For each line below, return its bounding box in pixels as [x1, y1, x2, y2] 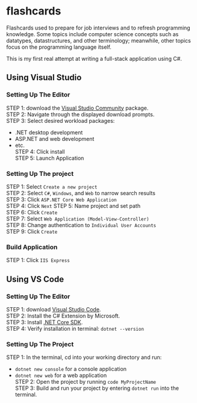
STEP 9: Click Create [6, 228, 58, 235]
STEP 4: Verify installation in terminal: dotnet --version [6, 325, 145, 332]
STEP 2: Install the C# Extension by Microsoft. [6, 312, 120, 319]
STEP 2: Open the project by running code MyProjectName [14, 378, 157, 386]
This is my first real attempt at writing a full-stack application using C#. [6, 55, 183, 62]
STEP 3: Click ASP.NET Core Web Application [6, 196, 117, 203]
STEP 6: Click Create [6, 208, 58, 216]
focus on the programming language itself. [6, 43, 111, 51]
